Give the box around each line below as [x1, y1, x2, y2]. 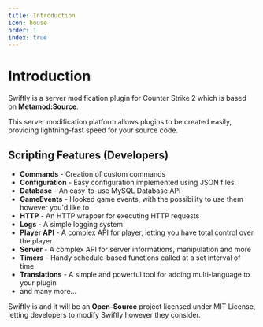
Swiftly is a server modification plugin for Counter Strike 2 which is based [8, 94, 246, 103]
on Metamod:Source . [8, 102, 79, 111]
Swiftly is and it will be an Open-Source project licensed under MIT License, [8, 302, 256, 311]
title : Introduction [8, 11, 76, 20]
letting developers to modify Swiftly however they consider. [8, 310, 201, 319]
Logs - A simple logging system [19, 220, 124, 229]
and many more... [19, 287, 77, 295]
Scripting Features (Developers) [8, 148, 169, 162]
